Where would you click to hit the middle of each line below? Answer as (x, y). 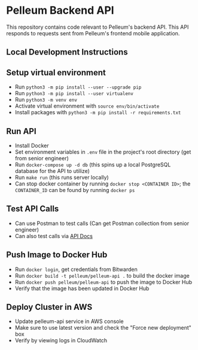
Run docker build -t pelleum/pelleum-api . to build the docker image (102, 275)
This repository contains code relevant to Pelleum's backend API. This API (98, 27)
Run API (22, 131)
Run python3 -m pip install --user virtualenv (74, 93)
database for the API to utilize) (52, 171)
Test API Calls (33, 209)
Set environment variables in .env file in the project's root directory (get (103, 152)
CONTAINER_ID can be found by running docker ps (75, 190)
